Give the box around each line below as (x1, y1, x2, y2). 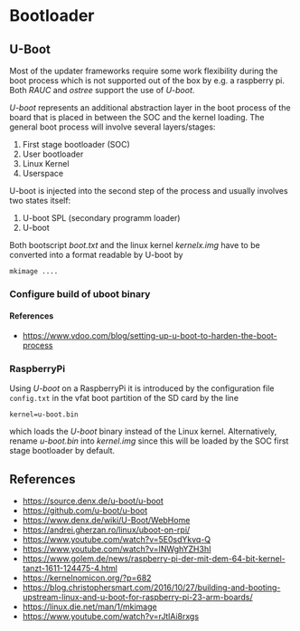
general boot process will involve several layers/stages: (9, 121, 216, 132)
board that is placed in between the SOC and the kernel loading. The (9, 112, 265, 122)
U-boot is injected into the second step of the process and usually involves (9, 186, 288, 196)
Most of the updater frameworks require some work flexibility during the (9, 65, 278, 76)
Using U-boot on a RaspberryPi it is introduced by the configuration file (9, 383, 275, 394)
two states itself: (9, 196, 71, 206)
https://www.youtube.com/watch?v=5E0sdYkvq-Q (22, 534, 211, 545)
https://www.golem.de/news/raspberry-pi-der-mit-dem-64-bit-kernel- (22, 553, 286, 564)
